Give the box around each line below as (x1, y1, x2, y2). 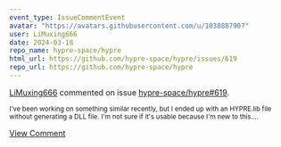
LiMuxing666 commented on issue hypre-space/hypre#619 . (9, 86, 230, 98)
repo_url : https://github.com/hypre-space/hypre (9, 63, 194, 72)
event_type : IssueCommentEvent (9, 12, 126, 22)
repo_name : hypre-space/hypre (9, 46, 122, 55)
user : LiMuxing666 (9, 29, 78, 38)
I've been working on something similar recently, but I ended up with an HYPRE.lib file (9, 104, 272, 113)
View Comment (9, 127, 66, 138)
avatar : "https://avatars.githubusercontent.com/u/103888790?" (9, 21, 250, 30)
